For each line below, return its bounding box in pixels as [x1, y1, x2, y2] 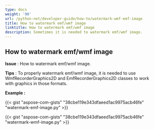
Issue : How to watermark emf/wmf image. [5, 60, 91, 66]
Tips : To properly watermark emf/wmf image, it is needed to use [5, 70, 136, 76]
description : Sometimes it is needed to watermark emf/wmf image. [5, 30, 143, 35]
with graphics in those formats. [5, 80, 67, 86]
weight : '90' [5, 12, 32, 17]
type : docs [5, 7, 27, 12]
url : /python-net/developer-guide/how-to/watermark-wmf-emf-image [5, 16, 143, 21]
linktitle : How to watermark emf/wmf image [5, 25, 95, 30]
